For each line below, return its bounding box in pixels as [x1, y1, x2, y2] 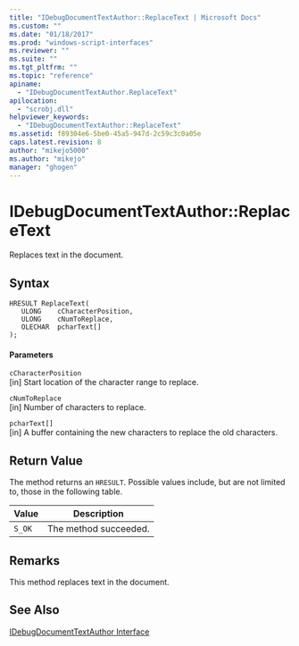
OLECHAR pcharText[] [21, 323, 102, 331]
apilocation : [9, 96, 58, 105]
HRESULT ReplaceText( [9, 299, 90, 308]
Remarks [9, 553, 61, 568]
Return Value [9, 453, 83, 468]
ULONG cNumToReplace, [21, 315, 114, 324]
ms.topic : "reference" [9, 71, 94, 80]
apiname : [9, 80, 42, 88]
